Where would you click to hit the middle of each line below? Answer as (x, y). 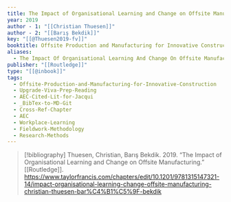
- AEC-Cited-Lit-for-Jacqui (54, 97)
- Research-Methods (41, 135)
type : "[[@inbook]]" (37, 71)
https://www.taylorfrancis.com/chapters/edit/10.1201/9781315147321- (122, 177)
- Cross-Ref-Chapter (43, 110)
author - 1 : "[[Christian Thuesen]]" (61, 26)
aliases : (20, 52)
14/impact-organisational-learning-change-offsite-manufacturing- (118, 184)
